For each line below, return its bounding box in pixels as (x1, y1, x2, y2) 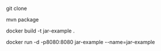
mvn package (6, 16, 39, 23)
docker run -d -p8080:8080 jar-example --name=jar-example (6, 39, 155, 45)
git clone (6, 5, 28, 12)
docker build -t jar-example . (6, 27, 75, 34)
